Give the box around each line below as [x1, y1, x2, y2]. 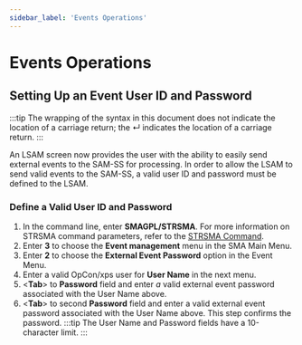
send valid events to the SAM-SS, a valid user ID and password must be [9, 168, 278, 179]
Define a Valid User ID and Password [9, 200, 173, 213]
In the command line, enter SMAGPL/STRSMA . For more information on [22, 221, 290, 232]
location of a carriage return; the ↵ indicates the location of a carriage [9, 121, 273, 132]
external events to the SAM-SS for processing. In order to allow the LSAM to [9, 158, 294, 169]
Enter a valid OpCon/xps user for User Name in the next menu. [22, 269, 257, 280]
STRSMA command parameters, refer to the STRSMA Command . [22, 230, 265, 241]
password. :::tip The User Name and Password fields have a [22, 317, 246, 328]
